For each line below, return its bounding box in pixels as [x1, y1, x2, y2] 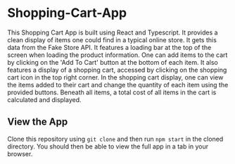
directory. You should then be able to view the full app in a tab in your [7, 142, 209, 151]
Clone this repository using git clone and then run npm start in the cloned [7, 134, 224, 143]
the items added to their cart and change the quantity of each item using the [7, 80, 229, 89]
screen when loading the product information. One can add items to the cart [7, 51, 228, 59]
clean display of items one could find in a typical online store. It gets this [7, 35, 217, 44]
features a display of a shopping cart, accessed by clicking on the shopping [7, 65, 227, 74]
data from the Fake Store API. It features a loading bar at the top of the [7, 43, 212, 51]
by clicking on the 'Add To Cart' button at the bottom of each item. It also [7, 58, 218, 66]
